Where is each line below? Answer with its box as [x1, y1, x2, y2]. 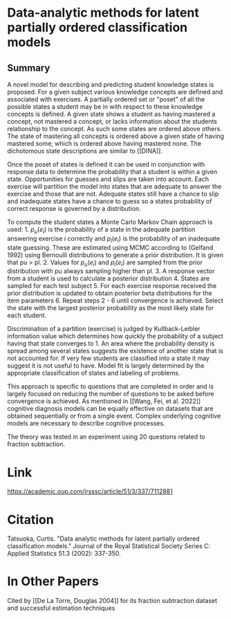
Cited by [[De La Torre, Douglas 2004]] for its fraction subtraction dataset [7, 597, 218, 605]
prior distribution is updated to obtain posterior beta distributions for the [7, 289, 212, 298]
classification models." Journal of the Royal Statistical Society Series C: [7, 542, 211, 550]
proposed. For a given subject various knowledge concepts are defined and [7, 88, 223, 96]
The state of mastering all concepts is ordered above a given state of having [7, 132, 225, 140]
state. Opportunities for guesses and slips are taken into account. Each [7, 175, 210, 183]
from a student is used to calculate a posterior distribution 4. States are [7, 274, 210, 282]
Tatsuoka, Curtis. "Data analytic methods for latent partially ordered [7, 534, 200, 543]
